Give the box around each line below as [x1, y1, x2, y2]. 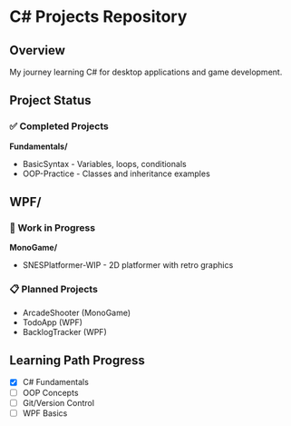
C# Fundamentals [22, 377, 89, 388]
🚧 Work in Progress [9, 222, 96, 233]
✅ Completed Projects [9, 120, 109, 133]
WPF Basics [22, 407, 68, 419]
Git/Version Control [22, 397, 95, 408]
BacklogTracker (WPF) [22, 326, 107, 337]
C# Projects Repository [9, 6, 188, 27]
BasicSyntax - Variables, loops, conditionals [22, 158, 188, 169]
